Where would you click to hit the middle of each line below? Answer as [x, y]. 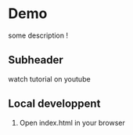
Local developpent [54, 104]
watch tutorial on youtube [50, 78]
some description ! [38, 35]
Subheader [36, 60]
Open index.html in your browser [72, 122]
